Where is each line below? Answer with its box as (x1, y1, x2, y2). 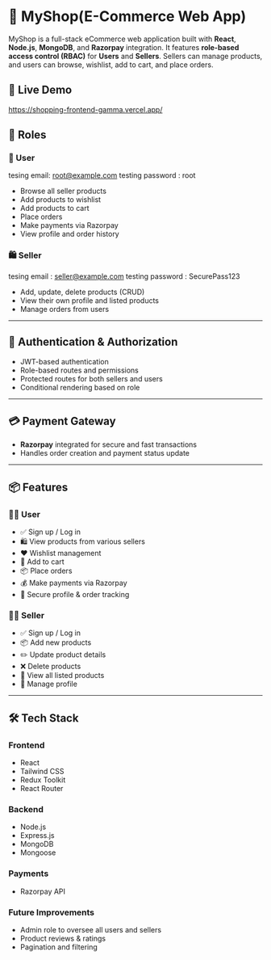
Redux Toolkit (19, 775, 66, 785)
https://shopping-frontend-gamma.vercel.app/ (8, 104, 163, 114)
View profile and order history (19, 229, 119, 239)
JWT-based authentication (19, 356, 109, 366)
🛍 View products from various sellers (19, 537, 145, 546)
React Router (19, 784, 64, 794)
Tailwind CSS (19, 767, 65, 777)
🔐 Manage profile (19, 679, 78, 689)
